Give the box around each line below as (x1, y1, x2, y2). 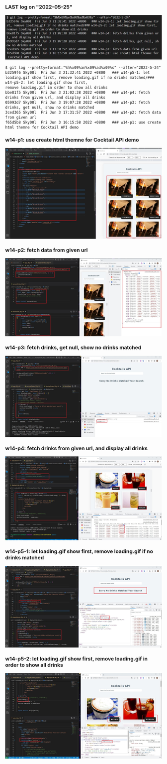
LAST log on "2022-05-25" (5, 3, 73, 10)
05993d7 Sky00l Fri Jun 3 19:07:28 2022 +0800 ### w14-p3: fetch (5, 100, 150, 105)
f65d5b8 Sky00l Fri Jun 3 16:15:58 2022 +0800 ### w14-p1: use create (5, 120, 162, 125)
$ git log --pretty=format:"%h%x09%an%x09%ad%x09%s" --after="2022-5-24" (5, 65, 162, 70)
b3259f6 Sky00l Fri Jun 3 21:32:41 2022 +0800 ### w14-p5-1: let (5, 70, 150, 75)
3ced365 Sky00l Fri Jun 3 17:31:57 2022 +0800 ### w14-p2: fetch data (5, 110, 162, 115)
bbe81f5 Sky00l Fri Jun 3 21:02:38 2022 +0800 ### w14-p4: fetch (5, 90, 150, 95)
